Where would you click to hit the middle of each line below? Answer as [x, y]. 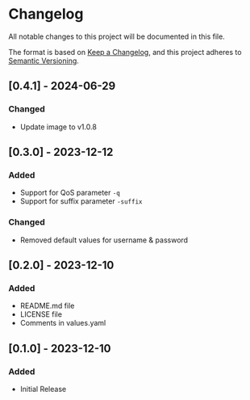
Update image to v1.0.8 [58, 127]
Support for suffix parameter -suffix [81, 201]
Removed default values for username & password [104, 240]
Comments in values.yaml [63, 323]
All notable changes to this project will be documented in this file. [117, 36]
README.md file [47, 306]
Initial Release [43, 389]
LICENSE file [41, 314]
